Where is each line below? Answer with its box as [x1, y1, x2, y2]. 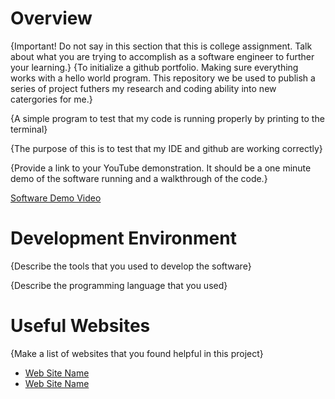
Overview [10, 7, 93, 30]
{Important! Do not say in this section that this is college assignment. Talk [10, 40, 313, 52]
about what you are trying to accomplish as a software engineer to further [10, 50, 315, 62]
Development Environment [10, 227, 237, 250]
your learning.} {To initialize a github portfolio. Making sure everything [10, 61, 299, 73]
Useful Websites [10, 315, 151, 337]
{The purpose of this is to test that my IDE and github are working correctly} [10, 142, 323, 154]
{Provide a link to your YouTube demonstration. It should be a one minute [10, 162, 312, 174]
